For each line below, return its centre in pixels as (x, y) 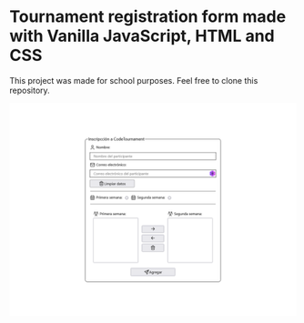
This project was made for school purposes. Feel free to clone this (134, 80)
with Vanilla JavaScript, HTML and (142, 36)
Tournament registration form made (148, 17)
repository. (30, 90)
